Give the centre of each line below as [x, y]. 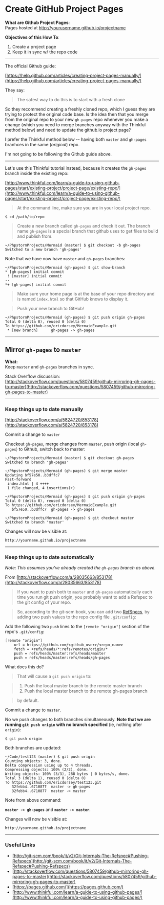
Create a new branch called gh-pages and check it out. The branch [83, 226]
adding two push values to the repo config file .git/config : [77, 617]
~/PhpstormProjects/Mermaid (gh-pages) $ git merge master [66, 471]
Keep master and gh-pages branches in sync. [50, 367]
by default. [28, 701]
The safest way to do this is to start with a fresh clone [71, 99]
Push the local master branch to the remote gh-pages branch [86, 691]
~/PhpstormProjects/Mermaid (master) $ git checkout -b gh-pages [73, 245]
